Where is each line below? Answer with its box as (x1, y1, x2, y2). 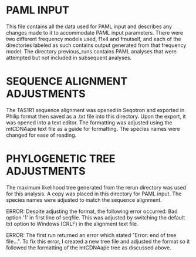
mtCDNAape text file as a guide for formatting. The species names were (6, 125, 181, 132)
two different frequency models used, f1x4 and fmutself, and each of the (6, 35, 181, 42)
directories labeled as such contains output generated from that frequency (6, 42, 187, 49)
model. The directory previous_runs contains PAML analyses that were (6, 48, 177, 55)
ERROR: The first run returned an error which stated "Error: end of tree (6, 231, 177, 238)
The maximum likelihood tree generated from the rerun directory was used (6, 184, 187, 191)
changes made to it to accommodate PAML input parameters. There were (6, 29, 184, 36)
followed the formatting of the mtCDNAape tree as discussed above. (6, 244, 171, 251)
